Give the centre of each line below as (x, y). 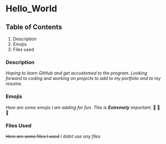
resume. (14, 84)
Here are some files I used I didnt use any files (53, 136)
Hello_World (32, 9)
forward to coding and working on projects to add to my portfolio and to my (83, 78)
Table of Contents (34, 27)
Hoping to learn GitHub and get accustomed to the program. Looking (77, 73)
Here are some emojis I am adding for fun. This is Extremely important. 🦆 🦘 (83, 107)
